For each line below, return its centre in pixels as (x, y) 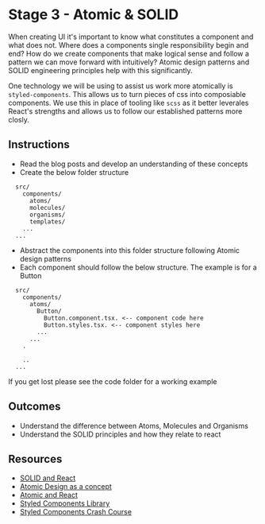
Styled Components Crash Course (76, 512)
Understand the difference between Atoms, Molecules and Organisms (134, 425)
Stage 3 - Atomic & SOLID (94, 15)
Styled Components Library (65, 503)
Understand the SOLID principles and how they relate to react (120, 434)
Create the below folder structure (74, 172)
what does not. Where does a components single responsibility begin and (129, 45)
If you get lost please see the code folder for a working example (113, 381)
